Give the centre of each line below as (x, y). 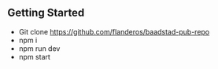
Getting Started (46, 13)
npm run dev (39, 48)
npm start (34, 56)
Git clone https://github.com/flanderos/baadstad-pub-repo (114, 31)
